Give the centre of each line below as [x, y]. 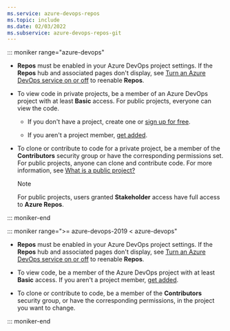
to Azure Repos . [40, 205]
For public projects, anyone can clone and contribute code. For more [114, 163]
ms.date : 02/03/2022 [37, 26]
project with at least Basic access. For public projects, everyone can [114, 101]
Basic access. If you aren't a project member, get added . [98, 280]
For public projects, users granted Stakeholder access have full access [118, 197]
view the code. [38, 108]
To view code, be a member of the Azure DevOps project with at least [116, 272]
